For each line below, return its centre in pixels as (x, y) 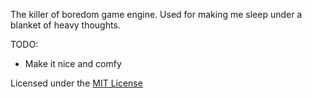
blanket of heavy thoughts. (65, 25)
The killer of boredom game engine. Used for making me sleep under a (156, 14)
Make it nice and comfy (73, 63)
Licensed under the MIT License (76, 83)
